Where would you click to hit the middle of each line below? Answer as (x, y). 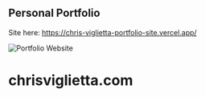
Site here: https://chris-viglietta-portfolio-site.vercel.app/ (102, 32)
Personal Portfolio (54, 13)
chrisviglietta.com (71, 80)
